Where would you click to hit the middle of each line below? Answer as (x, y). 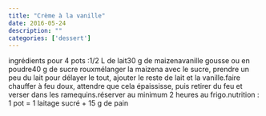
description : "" (35, 30)
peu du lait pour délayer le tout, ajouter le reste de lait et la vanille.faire (125, 78)
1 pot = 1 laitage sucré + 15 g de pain (69, 103)
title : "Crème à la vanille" (57, 16)
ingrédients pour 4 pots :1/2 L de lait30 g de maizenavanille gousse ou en (129, 61)
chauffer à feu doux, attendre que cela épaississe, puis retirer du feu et (125, 86)
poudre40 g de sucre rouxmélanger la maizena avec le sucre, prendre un (129, 70)
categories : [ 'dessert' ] (50, 38)
